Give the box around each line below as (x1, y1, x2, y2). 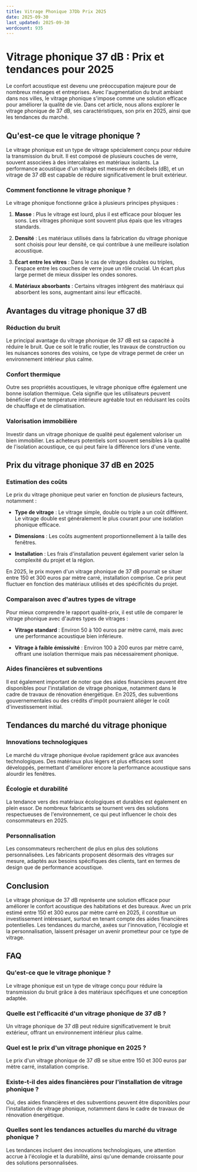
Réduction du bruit (6, 323, 61, 331)
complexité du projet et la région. (14, 557, 95, 564)
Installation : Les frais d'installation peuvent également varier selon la (14, 550, 184, 557)
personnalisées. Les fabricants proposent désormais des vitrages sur (6, 851, 174, 858)
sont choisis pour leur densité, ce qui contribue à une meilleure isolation (14, 241, 189, 248)
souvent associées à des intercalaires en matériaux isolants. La (6, 159, 159, 165)
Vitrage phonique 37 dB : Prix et (6, 51, 165, 64)
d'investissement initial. (6, 703, 63, 710)
